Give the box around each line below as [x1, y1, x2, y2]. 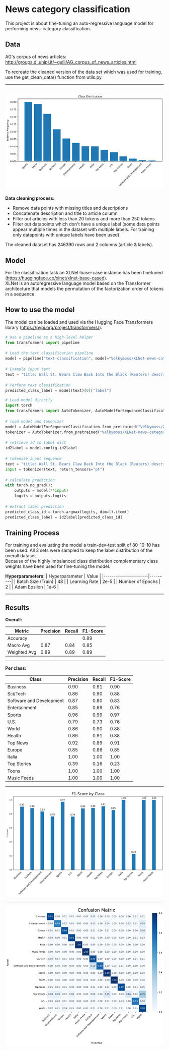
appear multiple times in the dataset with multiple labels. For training [12, 226, 154, 232]
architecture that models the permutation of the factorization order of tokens [5, 286, 164, 292]
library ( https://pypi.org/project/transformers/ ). [5, 324, 103, 330]
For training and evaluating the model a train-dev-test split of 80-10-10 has [5, 542, 160, 548]
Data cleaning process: [5, 195, 55, 201]
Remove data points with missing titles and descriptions [12, 205, 128, 211]
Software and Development [7, 697, 64, 704]
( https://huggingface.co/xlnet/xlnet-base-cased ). [5, 275, 108, 281]
